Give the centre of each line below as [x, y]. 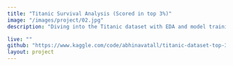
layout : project [31, 52]
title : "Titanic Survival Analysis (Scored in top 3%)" [89, 14]
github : [18, 46]
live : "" [20, 39]
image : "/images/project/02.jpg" [55, 20]
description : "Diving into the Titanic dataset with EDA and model [107, 26]
